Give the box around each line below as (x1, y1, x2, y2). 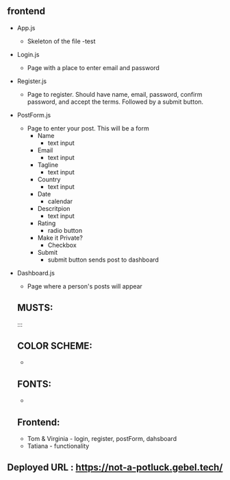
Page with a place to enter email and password (27, 63, 159, 71)
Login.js (16, 50, 40, 58)
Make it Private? (37, 233, 84, 242)
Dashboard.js (16, 268, 55, 277)
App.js (16, 23, 36, 32)
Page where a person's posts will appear (27, 282, 142, 290)
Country (37, 175, 61, 183)
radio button (47, 226, 83, 234)
